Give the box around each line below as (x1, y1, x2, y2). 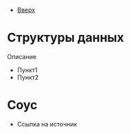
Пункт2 (16, 73, 39, 81)
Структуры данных (7, 30, 125, 45)
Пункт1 (16, 65, 38, 74)
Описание (7, 52, 36, 60)
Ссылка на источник (16, 120, 78, 128)
